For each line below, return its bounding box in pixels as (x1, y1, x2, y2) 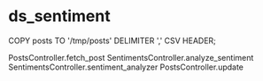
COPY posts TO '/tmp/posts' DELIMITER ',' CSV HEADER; (8, 35, 216, 46)
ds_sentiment (8, 6, 112, 26)
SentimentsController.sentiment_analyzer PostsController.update (8, 62, 244, 72)
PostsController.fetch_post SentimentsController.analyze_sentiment (8, 52, 254, 63)
